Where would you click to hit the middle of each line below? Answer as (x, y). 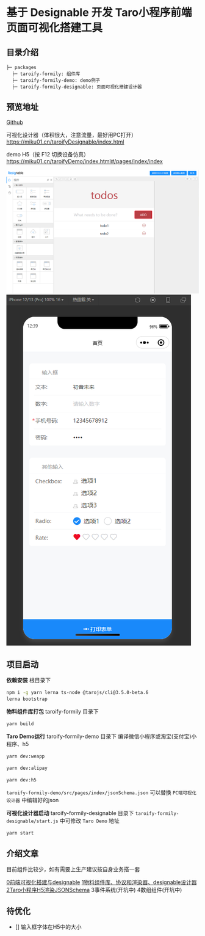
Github (15, 122)
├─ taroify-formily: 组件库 (46, 74)
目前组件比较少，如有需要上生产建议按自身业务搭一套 (73, 869)
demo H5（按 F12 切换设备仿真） (48, 154)
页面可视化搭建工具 (55, 28)
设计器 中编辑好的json (33, 800)
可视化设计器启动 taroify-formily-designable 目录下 (70, 813)
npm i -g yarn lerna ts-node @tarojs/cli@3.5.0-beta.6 (77, 693)
